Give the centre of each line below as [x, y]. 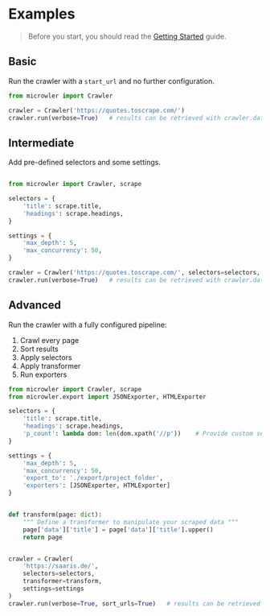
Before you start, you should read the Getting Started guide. [127, 36]
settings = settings [53, 589]
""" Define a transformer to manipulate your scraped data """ [131, 522]
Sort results [39, 349]
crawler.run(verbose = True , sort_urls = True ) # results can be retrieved [135, 604]
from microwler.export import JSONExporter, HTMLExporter [107, 397]
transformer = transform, [63, 581]
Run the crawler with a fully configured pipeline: [88, 325]
